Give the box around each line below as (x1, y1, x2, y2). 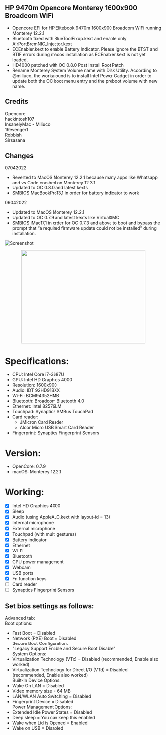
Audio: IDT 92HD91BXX (12, 387, 60, 393)
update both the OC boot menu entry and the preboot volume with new (12, 78, 158, 84)
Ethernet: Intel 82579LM (12, 403, 62, 409)
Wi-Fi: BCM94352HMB (12, 393, 59, 399)
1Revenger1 (5, 126, 29, 132)
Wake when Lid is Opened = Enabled (12, 720, 88, 726)
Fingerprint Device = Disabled (12, 699, 74, 705)
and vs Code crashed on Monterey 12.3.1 (12, 180, 96, 185)
